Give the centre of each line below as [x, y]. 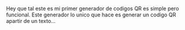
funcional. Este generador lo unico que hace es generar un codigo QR [91, 15]
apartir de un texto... [31, 21]
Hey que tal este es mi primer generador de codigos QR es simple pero [92, 9]
